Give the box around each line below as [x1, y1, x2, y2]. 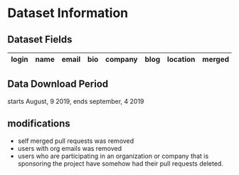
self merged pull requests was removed [17, 137, 134, 145]
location [166, 55, 196, 64]
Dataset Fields [7, 33, 73, 46]
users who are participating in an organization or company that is [17, 152, 209, 160]
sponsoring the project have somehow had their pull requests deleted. [17, 159, 224, 168]
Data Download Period [7, 78, 109, 90]
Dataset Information [7, 5, 129, 21]
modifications [7, 117, 71, 129]
